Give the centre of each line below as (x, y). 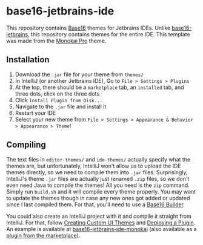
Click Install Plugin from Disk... (59, 100)
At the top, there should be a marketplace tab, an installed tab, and (99, 87)
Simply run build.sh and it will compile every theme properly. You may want (101, 191)
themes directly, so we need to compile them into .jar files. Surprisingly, (97, 172)
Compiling (26, 145)
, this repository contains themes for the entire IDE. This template (109, 34)
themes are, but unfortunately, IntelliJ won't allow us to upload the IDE (94, 166)
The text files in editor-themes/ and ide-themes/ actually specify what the (98, 159)
